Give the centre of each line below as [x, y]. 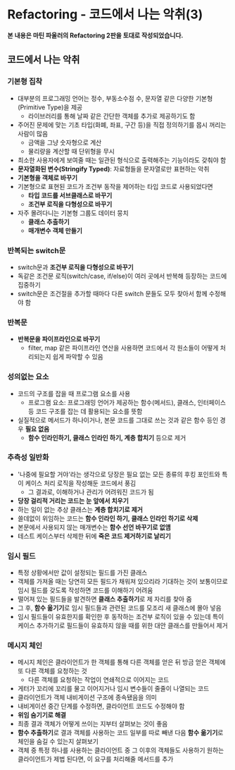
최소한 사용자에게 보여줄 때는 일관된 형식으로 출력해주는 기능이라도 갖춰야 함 [122, 160]
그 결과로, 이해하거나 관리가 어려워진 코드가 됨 [91, 491]
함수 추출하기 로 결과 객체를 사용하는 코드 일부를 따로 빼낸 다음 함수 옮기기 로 [120, 733]
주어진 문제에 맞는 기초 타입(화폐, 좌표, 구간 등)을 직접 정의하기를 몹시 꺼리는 [122, 125]
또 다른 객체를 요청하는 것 [52, 671]
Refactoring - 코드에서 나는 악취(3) [105, 14]
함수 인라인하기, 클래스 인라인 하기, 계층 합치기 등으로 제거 [107, 437]
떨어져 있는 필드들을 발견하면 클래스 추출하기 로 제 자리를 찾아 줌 [104, 599]
